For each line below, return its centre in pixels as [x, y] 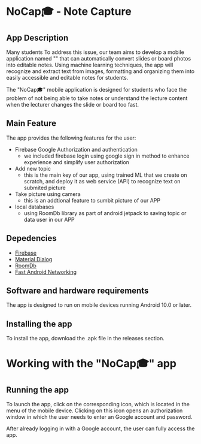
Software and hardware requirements [77, 291]
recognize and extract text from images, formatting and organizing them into [100, 71]
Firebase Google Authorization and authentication [76, 149]
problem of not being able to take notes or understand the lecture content [97, 98]
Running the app [37, 390]
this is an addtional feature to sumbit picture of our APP [92, 200]
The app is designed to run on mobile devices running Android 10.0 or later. [99, 305]
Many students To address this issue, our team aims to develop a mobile [95, 52]
